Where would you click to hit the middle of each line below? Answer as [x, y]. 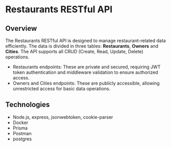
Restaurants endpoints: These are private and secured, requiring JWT [87, 67]
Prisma [20, 128]
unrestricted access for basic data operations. [62, 89]
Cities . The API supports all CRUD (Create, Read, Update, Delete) [74, 51]
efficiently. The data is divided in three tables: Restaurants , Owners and [82, 46]
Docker [21, 122]
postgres [22, 139]
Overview [21, 28]
